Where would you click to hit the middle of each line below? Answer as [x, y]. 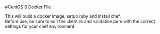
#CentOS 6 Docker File [28, 7]
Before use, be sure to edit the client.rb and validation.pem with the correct [80, 21]
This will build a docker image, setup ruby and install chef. [63, 16]
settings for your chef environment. [40, 26]
